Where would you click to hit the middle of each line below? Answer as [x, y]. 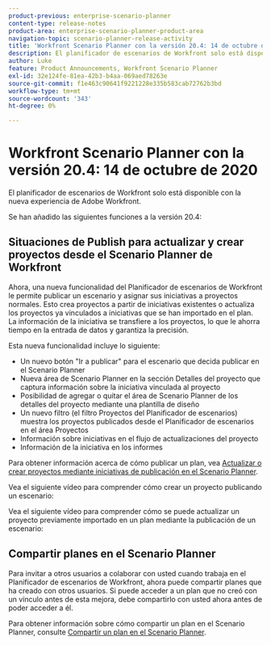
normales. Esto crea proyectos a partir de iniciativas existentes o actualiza [131, 304]
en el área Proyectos [54, 430]
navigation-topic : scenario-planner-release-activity [101, 38]
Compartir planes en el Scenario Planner [112, 554]
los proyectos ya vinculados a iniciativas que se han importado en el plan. [131, 313]
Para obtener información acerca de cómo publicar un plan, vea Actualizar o [135, 462]
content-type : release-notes [57, 23]
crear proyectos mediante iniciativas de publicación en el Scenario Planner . [133, 471]
